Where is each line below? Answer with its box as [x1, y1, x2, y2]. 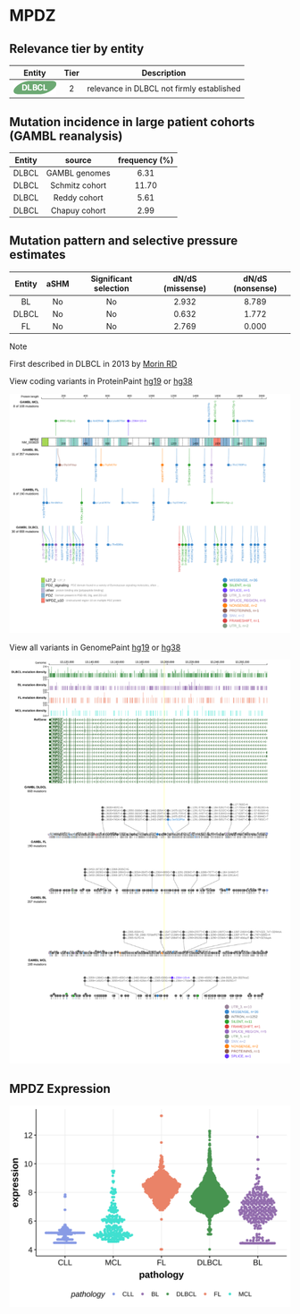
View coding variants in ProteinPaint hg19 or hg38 [9, 375, 194, 386]
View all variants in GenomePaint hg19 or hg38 [9, 642, 181, 653]
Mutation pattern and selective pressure [9, 234, 238, 249]
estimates [9, 247, 66, 262]
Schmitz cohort [50, 180, 107, 191]
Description [141, 67, 187, 78]
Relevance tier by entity [9, 41, 145, 56]
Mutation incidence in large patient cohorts [9, 114, 255, 130]
